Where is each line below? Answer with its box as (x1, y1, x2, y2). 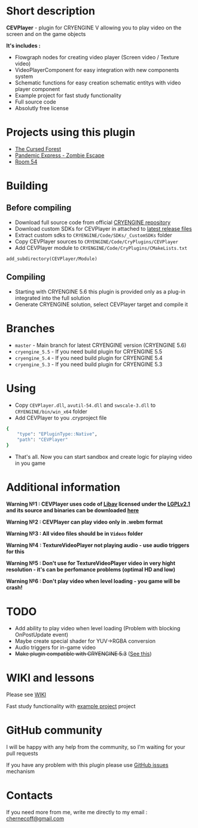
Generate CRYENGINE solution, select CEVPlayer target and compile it (14, 301, 188, 308)
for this (6, 548, 25, 555)
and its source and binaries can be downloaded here (6, 507, 139, 513)
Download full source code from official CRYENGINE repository (14, 219, 171, 226)
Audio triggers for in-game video (14, 643, 96, 651)
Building (6, 179, 48, 193)
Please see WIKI (6, 691, 47, 698)
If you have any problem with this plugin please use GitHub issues (6, 761, 169, 768)
